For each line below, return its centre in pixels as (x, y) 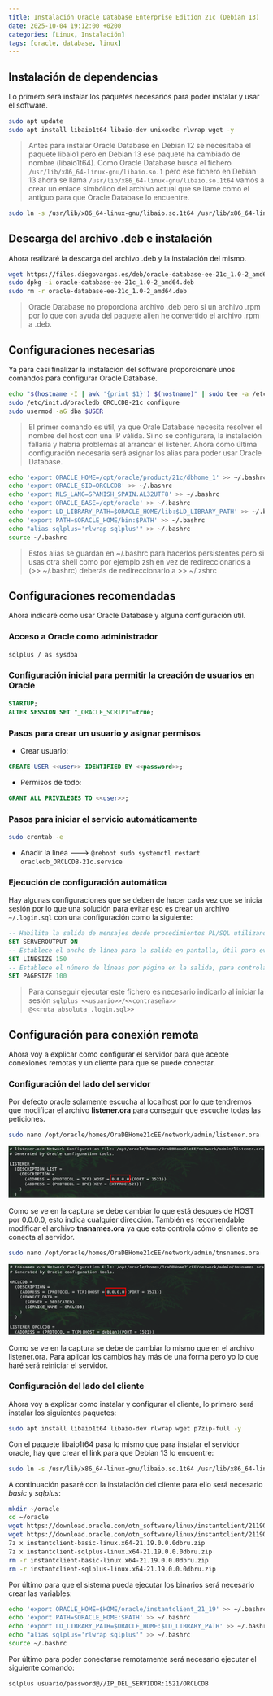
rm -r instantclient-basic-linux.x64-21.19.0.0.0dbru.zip (108, 1560)
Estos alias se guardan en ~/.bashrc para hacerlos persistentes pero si (146, 553)
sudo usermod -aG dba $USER (56, 411)
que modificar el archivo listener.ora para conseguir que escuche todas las (135, 1110)
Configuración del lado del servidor (80, 1084)
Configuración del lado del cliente (76, 1386)
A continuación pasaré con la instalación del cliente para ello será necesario (136, 1484)
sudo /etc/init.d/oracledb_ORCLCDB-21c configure (94, 402)
